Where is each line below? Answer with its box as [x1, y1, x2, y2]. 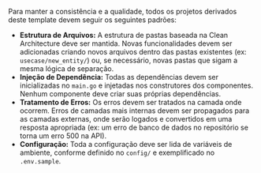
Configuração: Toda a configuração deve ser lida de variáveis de [19, 140, 233, 149]
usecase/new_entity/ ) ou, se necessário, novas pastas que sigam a [19, 55, 238, 65]
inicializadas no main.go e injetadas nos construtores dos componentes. [19, 81, 254, 90]
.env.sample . [19, 156, 62, 165]
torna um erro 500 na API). [19, 131, 107, 141]
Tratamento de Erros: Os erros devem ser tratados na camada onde [19, 98, 242, 107]
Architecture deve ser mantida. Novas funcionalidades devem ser [19, 39, 233, 48]
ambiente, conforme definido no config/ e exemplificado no [19, 148, 215, 157]
